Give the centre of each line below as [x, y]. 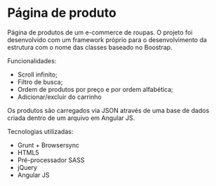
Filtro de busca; [40, 81]
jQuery [27, 167]
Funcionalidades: [32, 60]
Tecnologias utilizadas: [40, 131]
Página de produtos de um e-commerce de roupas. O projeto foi [100, 32]
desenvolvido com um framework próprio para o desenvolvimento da [107, 39]
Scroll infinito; [37, 74]
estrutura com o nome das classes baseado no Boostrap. [90, 47]
